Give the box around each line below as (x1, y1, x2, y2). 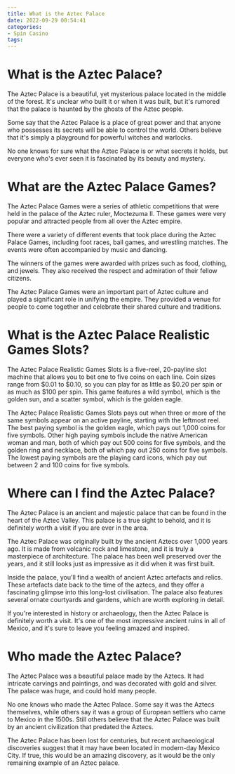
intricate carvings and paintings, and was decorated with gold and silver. (7, 679, 217, 688)
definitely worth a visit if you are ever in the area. (7, 523, 149, 532)
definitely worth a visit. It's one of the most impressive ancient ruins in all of (7, 616, 226, 625)
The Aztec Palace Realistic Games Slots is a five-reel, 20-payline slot (7, 365, 207, 373)
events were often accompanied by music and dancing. (7, 246, 168, 253)
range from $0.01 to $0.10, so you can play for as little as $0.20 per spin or (7, 380, 222, 388)
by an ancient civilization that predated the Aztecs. (7, 722, 154, 730)
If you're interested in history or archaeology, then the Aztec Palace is (7, 608, 209, 618)
